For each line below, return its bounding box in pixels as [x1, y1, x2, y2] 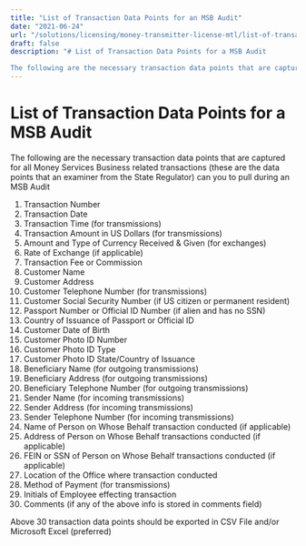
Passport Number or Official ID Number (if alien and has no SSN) [23, 305, 266, 316]
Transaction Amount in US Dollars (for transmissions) [23, 227, 223, 238]
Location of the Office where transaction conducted [23, 470, 218, 480]
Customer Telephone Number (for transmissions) [23, 286, 208, 297]
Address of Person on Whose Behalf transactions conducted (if [23, 430, 262, 441]
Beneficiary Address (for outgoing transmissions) [23, 372, 208, 383]
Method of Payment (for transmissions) [23, 479, 171, 490]
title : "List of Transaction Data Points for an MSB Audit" [10, 13, 243, 23]
